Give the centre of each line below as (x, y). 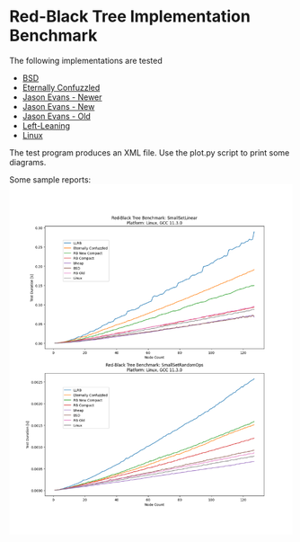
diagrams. (28, 162)
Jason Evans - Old (57, 116)
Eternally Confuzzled (61, 87)
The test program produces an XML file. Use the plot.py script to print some (150, 152)
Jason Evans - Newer (62, 97)
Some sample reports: (50, 179)
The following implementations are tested (86, 60)
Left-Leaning (46, 125)
